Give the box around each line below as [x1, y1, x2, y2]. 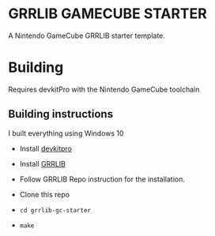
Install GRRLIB [19, 159, 66, 168]
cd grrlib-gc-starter [19, 206, 91, 214]
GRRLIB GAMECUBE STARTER [8, 5, 207, 23]
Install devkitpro [19, 144, 73, 153]
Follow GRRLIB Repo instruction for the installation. [19, 174, 186, 184]
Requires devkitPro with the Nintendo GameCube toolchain [8, 84, 200, 94]
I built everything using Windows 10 [8, 128, 124, 138]
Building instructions [8, 107, 113, 121]
